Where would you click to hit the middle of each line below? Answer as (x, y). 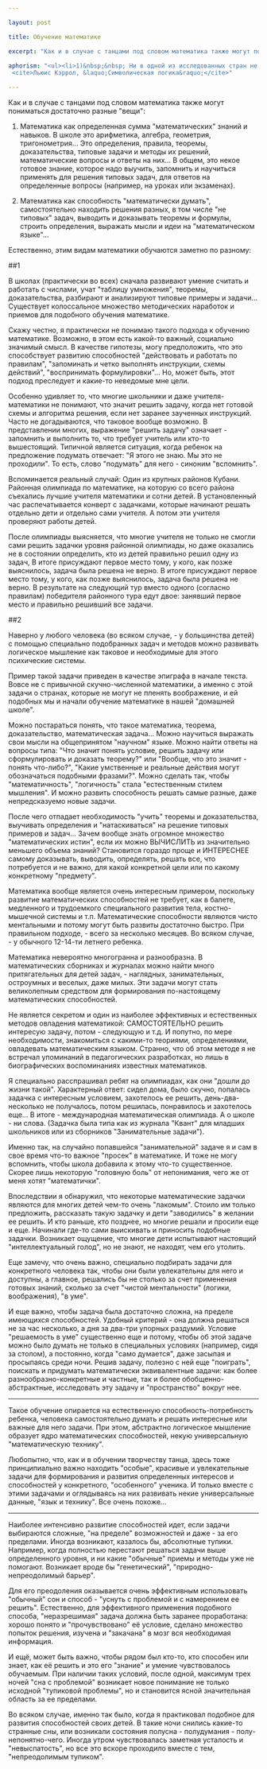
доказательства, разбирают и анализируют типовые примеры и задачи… (133, 298)
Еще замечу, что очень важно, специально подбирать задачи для (120, 1263)
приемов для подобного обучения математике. (89, 315)
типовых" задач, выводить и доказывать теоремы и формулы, (126, 218)
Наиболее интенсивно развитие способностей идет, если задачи (119, 1525)
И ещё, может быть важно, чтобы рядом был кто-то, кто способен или (128, 1657)
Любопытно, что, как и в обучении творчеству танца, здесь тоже (119, 1460)
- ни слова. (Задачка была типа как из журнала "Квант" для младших (126, 1123)
